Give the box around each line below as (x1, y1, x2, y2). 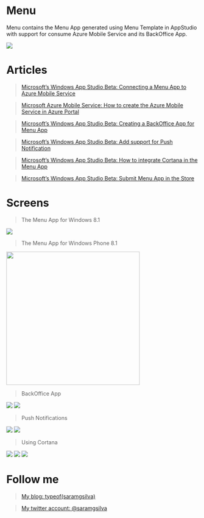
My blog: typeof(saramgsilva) (21, 492, 96, 500)
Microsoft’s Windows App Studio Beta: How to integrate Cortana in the (21, 156, 198, 163)
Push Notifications (21, 414, 68, 421)
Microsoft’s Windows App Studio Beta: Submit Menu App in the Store (21, 174, 195, 182)
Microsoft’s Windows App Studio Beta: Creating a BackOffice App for (21, 119, 195, 127)
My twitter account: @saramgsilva (21, 504, 108, 512)
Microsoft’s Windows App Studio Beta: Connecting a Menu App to (21, 83, 187, 90)
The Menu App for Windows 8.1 (21, 216, 100, 223)
